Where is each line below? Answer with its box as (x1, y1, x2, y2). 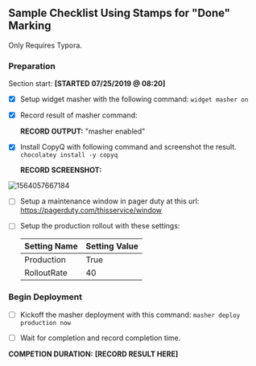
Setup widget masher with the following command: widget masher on (19, 94, 249, 104)
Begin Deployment (8, 291, 83, 302)
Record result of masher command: (19, 110, 138, 120)
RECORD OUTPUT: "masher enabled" (19, 126, 146, 136)
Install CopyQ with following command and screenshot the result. (19, 142, 237, 152)
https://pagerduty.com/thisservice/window (19, 205, 163, 216)
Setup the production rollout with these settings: (19, 221, 180, 231)
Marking (8, 19, 52, 33)
